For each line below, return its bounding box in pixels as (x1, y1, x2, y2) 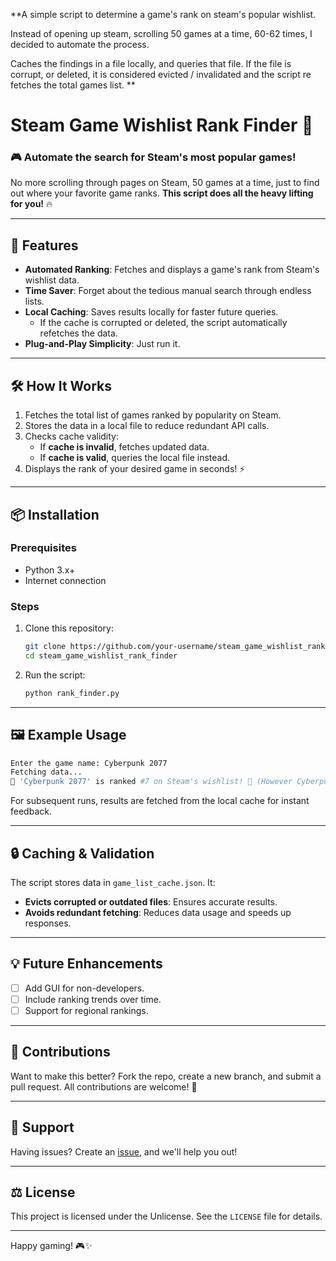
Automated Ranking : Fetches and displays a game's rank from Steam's (24, 264, 320, 276)
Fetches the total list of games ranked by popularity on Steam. (24, 409, 282, 421)
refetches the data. (39, 327, 118, 339)
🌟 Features (10, 237, 79, 254)
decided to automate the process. (10, 39, 150, 50)
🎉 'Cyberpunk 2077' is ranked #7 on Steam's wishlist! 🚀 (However (10, 777, 293, 787)
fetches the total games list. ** (10, 79, 136, 91)
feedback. (10, 805, 52, 818)
